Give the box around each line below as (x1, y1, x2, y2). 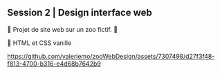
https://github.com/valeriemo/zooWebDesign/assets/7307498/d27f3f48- (7, 52, 215, 60)
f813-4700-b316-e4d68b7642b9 (7, 59, 102, 68)
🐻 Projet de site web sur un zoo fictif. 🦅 (7, 25, 118, 33)
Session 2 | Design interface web (7, 7, 152, 19)
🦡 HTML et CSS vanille (7, 39, 72, 47)
